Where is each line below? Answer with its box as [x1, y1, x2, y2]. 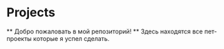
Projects [6, 5, 56, 20]
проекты [6, 34, 32, 42]
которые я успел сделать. [32, 34, 110, 42]
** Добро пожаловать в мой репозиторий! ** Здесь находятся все [6, 27, 203, 35]
